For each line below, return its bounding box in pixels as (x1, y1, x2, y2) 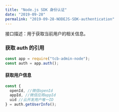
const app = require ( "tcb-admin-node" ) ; (5, 56, 91, 61)
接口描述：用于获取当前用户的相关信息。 (5, 31, 88, 37)
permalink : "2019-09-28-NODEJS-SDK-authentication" (5, 16, 115, 21)
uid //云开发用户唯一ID (9, 98, 54, 103)
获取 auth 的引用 (5, 44, 45, 51)
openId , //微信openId (9, 88, 53, 93)
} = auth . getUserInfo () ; (5, 102, 57, 107)
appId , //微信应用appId (9, 93, 56, 98)
